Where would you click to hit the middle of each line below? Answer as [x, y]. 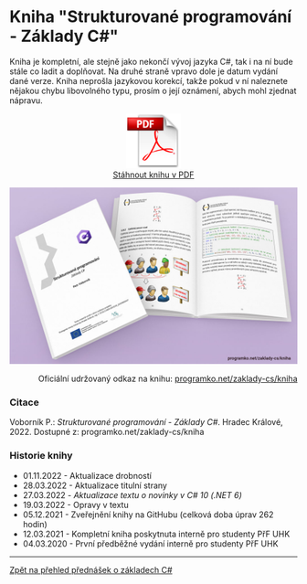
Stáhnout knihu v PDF [153, 175]
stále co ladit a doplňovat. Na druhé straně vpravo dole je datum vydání [144, 71]
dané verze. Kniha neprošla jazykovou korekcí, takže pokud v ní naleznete [148, 80]
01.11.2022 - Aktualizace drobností [87, 475]
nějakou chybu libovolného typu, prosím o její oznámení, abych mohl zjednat [153, 90]
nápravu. [26, 100]
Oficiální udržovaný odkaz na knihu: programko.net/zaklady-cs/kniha [168, 379]
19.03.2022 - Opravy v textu [76, 504]
